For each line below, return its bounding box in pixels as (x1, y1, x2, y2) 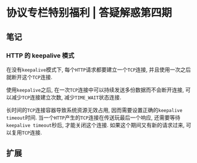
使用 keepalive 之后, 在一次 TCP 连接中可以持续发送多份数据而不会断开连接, (6, 86, 184, 93)
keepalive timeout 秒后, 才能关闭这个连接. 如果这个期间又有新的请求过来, (6, 121, 185, 128)
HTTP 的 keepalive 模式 (6, 51, 75, 59)
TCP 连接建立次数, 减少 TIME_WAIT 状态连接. (21, 93, 121, 101)
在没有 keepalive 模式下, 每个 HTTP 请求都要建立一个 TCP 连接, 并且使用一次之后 (6, 66, 191, 73)
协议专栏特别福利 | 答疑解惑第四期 (6, 6, 172, 20)
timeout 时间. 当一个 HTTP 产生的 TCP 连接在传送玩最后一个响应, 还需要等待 (6, 114, 181, 121)
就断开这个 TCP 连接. (6, 73, 53, 80)
